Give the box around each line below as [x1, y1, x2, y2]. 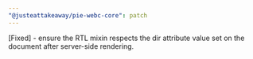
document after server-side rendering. [8, 41, 134, 51]
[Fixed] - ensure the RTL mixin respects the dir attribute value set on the [8, 33, 245, 42]
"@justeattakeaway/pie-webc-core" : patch [8, 11, 148, 20]
